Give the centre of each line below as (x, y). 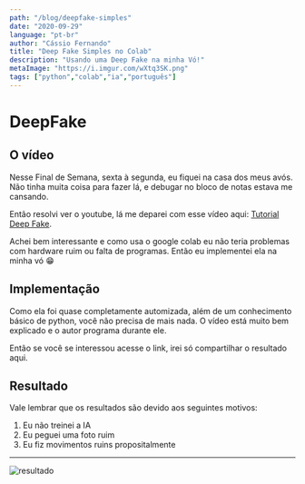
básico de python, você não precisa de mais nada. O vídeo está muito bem (149, 321)
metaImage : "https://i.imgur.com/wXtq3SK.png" (99, 69)
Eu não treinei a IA (57, 425)
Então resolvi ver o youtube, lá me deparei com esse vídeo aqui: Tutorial (144, 213)
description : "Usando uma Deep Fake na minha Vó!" (107, 60)
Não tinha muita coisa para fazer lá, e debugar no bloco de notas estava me (151, 186)
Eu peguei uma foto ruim (69, 435)
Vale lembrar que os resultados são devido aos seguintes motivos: (133, 408)
